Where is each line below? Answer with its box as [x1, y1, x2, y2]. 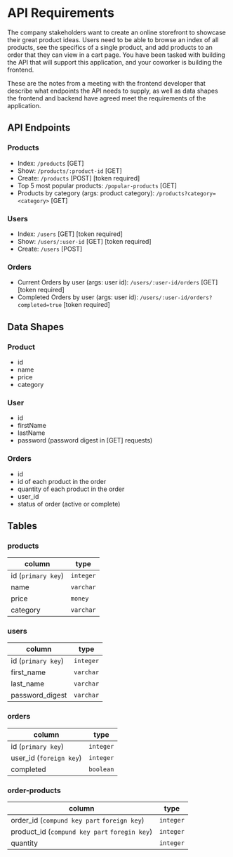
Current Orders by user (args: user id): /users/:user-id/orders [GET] [17, 278, 218, 287]
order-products [7, 785, 61, 795]
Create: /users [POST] [17, 244, 83, 253]
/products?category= [156, 190, 216, 197]
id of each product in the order [17, 477, 107, 485]
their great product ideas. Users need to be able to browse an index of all [7, 35, 219, 44]
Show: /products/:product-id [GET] [17, 166, 123, 175]
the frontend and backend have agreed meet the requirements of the [7, 93, 206, 103]
